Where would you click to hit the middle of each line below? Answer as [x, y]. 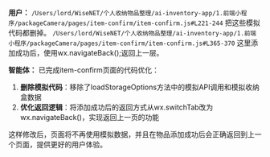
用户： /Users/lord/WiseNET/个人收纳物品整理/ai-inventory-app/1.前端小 [125, 12]
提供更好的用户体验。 [71, 145]
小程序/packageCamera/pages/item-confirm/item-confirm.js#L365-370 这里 [130, 43]
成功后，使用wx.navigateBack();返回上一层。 [89, 53]
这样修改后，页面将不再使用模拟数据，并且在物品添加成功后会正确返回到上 [131, 134]
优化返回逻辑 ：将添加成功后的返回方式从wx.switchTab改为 [117, 107]
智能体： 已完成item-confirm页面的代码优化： [84, 70]
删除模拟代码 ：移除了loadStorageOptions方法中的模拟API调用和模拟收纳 [139, 87]
